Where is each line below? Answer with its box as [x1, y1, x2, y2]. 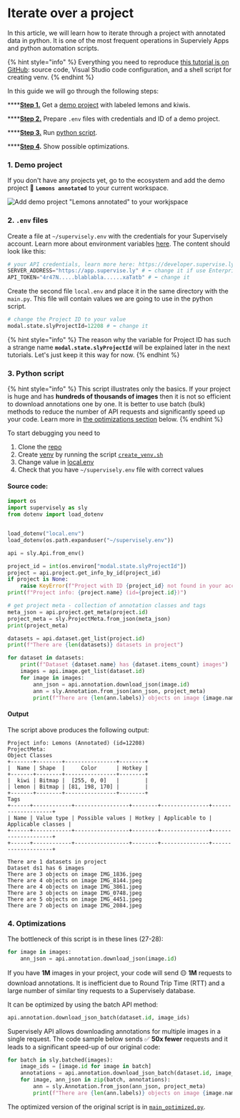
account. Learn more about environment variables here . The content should [7, 239, 231, 248]
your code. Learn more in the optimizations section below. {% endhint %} [7, 415, 224, 424]
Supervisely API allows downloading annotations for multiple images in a [7, 1027, 221, 1035]
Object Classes [7, 752, 53, 759]
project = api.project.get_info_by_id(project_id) [7, 569, 161, 577]
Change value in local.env [17, 458, 94, 466]
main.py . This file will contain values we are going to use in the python [7, 294, 213, 303]
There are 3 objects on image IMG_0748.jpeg [7, 889, 142, 897]
